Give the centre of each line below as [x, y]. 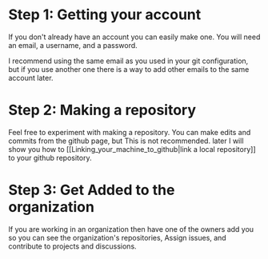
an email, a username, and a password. [73, 45]
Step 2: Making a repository [102, 110]
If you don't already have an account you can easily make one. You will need [134, 37]
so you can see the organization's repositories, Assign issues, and [117, 237]
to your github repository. [50, 157]
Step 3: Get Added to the [92, 190]
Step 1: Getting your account [105, 15]
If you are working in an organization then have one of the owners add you [131, 229]
